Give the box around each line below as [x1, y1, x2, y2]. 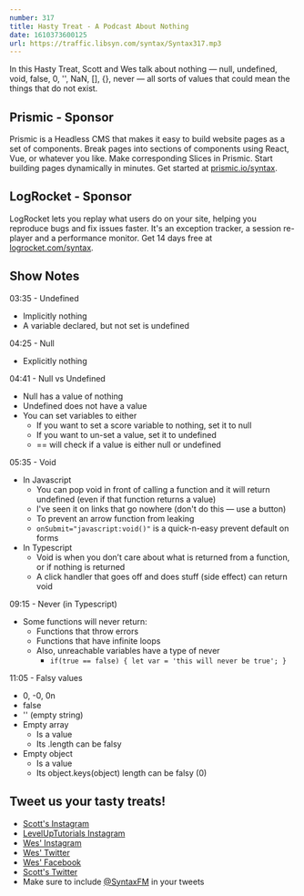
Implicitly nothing [22, 311, 88, 321]
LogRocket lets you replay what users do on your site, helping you [9, 213, 258, 224]
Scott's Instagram [22, 818, 89, 829]
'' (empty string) [22, 709, 84, 720]
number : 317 [9, 13, 55, 23]
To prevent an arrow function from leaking [35, 513, 195, 524]
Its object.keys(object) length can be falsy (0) [35, 767, 208, 779]
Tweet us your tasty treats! [9, 794, 167, 809]
